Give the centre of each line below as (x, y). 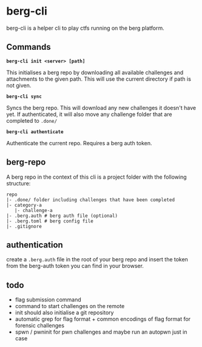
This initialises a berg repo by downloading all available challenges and (95, 72)
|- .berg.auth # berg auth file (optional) (62, 216)
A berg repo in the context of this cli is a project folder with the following (96, 177)
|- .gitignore (24, 226)
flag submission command (48, 300)
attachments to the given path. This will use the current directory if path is (99, 79)
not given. (19, 85)
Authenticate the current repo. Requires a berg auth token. (79, 143)
